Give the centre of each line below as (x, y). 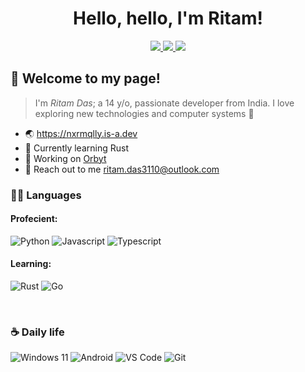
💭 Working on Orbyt (65, 158)
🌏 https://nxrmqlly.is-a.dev (81, 133)
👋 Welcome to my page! (85, 78)
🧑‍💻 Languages (46, 195)
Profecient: (34, 219)
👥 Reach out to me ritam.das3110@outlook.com (122, 169)
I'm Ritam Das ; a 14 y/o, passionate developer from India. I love (164, 103)
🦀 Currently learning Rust (76, 148)
